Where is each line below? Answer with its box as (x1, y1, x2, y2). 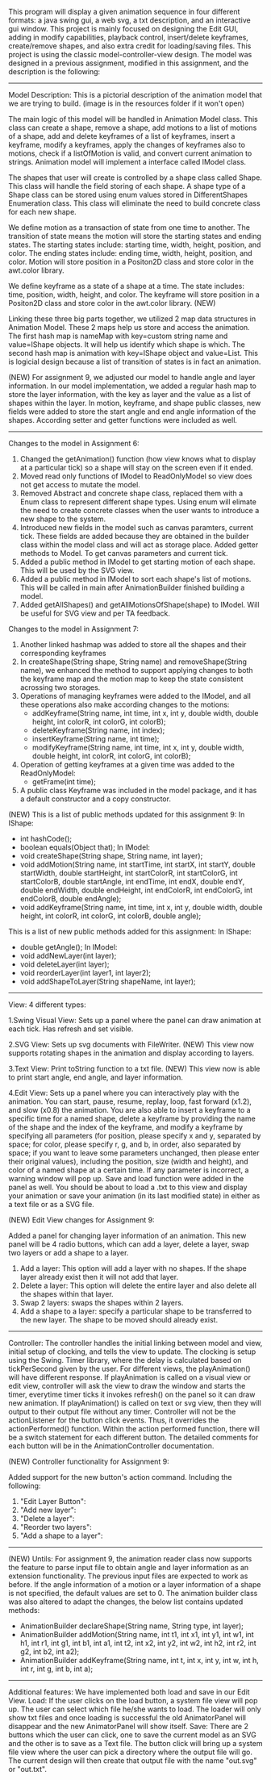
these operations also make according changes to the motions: (19, 700, 230, 709)
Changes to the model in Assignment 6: (8, 439, 140, 448)
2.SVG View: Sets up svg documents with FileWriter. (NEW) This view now (8, 1040, 255, 1049)
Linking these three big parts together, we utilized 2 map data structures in (8, 314, 256, 324)
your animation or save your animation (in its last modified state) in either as (8, 1191, 261, 1201)
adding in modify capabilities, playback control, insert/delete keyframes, (8, 32, 248, 42)
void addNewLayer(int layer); (19, 951, 117, 960)
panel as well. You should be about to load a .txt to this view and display (8, 1182, 248, 1192)
